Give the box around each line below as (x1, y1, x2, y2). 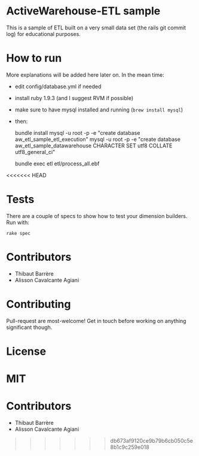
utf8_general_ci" (14, 148, 56, 155)
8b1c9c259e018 (110, 443, 149, 451)
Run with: (6, 219, 30, 226)
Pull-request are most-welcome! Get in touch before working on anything (6, 317, 186, 324)
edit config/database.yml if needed (14, 83, 102, 90)
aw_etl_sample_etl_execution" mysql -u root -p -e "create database (14, 135, 181, 143)
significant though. (6, 324, 53, 331)
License (6, 345, 47, 358)
